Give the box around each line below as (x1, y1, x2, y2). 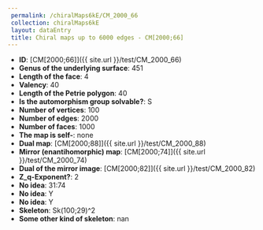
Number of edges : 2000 (18, 113, 99, 123)
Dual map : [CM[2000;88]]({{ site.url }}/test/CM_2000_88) (18, 139, 206, 148)
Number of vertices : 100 (18, 106, 100, 115)
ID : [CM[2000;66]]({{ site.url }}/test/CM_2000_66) (18, 55, 182, 65)
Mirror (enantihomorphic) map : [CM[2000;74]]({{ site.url (18, 147, 206, 157)
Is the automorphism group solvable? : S (18, 97, 153, 106)
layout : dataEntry (10, 26, 72, 34)
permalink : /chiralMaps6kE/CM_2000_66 (10, 11, 139, 20)
